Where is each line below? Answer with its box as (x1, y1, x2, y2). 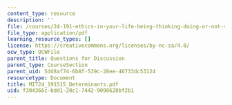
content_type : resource (7, 10, 76, 17)
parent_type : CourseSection (7, 61, 88, 68)
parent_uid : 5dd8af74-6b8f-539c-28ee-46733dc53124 (7, 68, 156, 75)
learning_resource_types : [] (7, 36, 91, 43)
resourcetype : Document (7, 74, 76, 82)
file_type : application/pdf (7, 29, 88, 37)
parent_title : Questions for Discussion (7, 55, 126, 62)
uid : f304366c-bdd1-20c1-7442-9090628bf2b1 (7, 87, 135, 94)
